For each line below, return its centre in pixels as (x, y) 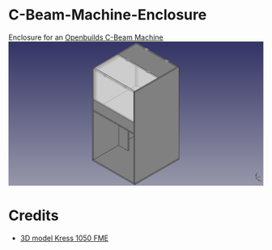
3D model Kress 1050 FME (64, 238)
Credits (34, 216)
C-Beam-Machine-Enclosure (108, 15)
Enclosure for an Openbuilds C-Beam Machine (86, 37)
